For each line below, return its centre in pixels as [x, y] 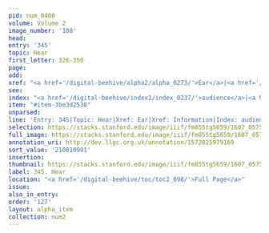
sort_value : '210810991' [50, 150]
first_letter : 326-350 [46, 61]
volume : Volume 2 [37, 23]
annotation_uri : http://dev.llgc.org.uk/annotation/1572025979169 [121, 142]
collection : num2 [37, 217]
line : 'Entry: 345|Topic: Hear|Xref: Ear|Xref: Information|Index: [123, 120]
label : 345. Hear [37, 172]
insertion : [26, 157]
